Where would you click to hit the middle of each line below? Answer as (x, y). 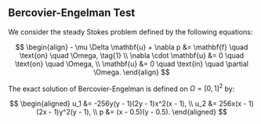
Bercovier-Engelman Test (72, 13)
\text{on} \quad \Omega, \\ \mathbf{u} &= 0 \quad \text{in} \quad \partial (132, 64)
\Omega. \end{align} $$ (132, 72)
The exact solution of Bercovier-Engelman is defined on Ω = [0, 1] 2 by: (121, 88)
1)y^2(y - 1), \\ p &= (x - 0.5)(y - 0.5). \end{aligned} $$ (140, 112)
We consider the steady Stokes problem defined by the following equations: (130, 31)
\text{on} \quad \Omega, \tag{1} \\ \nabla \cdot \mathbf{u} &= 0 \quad (132, 55)
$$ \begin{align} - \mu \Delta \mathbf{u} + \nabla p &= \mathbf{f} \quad (132, 47)
